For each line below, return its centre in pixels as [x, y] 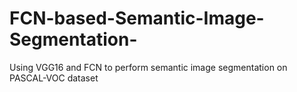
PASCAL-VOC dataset [54, 78]
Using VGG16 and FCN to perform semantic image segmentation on [148, 67]
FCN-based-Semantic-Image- [137, 18]
